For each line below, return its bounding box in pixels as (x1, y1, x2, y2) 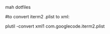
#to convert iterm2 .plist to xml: (5, 14, 70, 19)
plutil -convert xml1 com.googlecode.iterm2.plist (5, 23, 105, 29)
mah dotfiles (5, 4, 31, 10)
